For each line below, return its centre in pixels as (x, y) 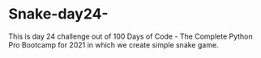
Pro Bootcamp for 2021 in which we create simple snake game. (113, 44)
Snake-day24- (58, 14)
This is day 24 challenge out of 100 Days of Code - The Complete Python (130, 36)
